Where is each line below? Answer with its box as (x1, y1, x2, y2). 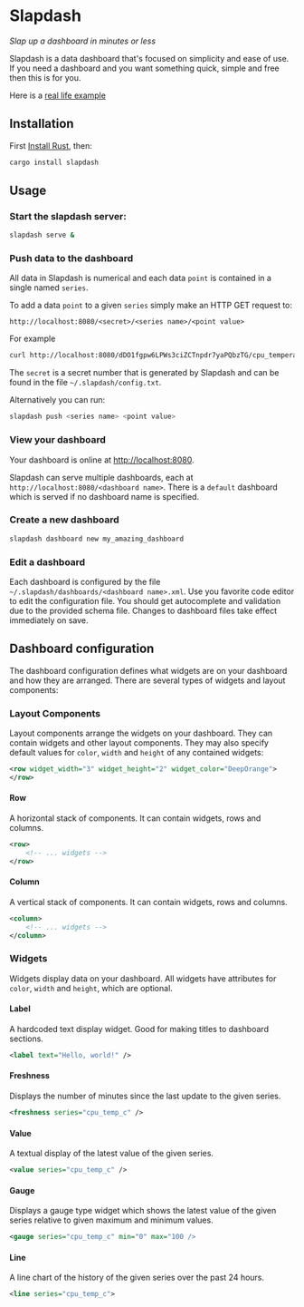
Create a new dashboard (9, 513, 119, 526)
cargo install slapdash (9, 158, 100, 167)
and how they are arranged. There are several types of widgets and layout (9, 675, 286, 686)
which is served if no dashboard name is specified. (9, 491, 200, 502)
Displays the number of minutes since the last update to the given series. (9, 1090, 281, 1102)
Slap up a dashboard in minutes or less (9, 35, 157, 46)
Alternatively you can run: (9, 395, 106, 405)
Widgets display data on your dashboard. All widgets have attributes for (9, 972, 277, 984)
